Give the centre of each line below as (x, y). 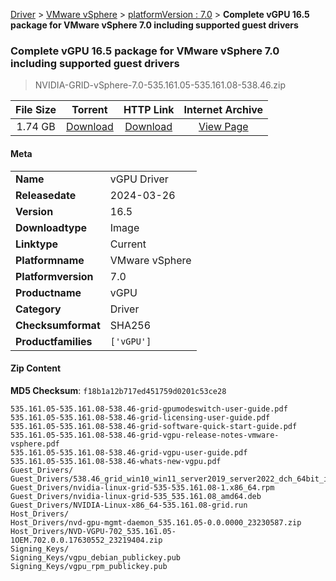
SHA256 (130, 325)
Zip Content (36, 368)
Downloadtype (51, 227)
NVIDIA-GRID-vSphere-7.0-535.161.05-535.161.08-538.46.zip (160, 85)
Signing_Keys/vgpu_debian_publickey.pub (96, 557)
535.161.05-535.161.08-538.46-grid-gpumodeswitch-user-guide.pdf (149, 409)
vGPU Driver (139, 179)
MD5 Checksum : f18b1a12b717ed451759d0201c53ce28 (118, 390)
